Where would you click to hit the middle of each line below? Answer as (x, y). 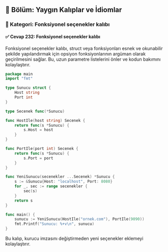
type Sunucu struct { (28, 88)
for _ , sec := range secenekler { (51, 186)
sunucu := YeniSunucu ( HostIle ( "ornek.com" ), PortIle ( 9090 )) (79, 219)
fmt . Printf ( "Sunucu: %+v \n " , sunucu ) (54, 224)
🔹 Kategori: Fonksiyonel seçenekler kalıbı (58, 24)
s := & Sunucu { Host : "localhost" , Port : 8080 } (64, 182)
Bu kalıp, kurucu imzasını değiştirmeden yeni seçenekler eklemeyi (74, 239)
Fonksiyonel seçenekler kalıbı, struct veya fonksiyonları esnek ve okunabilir (84, 48)
